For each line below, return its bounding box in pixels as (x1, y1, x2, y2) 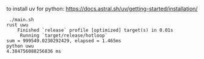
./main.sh (9, 17, 34, 23)
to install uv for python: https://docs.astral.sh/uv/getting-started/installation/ (6, 5, 198, 12)
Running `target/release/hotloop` (20, 33, 108, 39)
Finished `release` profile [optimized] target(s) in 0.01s (17, 27, 173, 33)
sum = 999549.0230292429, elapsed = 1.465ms (6, 38, 122, 44)
